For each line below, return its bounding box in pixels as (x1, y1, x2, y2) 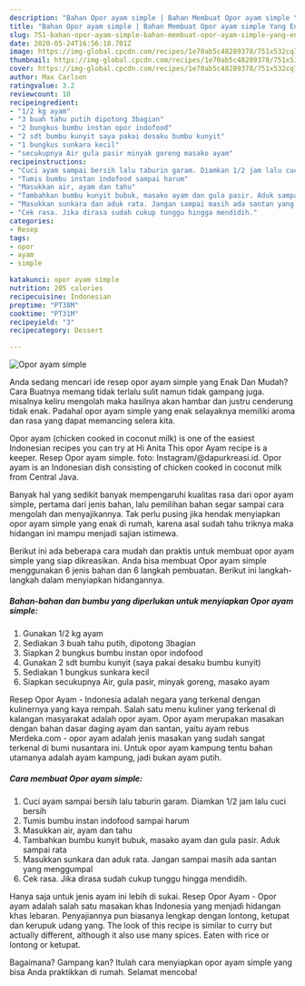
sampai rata (22, 844, 67, 856)
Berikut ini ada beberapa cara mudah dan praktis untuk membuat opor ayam (9, 545, 295, 556)
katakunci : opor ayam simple (9, 275, 120, 285)
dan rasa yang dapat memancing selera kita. (9, 415, 175, 426)
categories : (9, 216, 54, 226)
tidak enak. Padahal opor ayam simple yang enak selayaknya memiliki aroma (9, 406, 296, 417)
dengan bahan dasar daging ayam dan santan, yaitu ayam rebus (9, 723, 250, 734)
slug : (9, 30, 30, 39)
